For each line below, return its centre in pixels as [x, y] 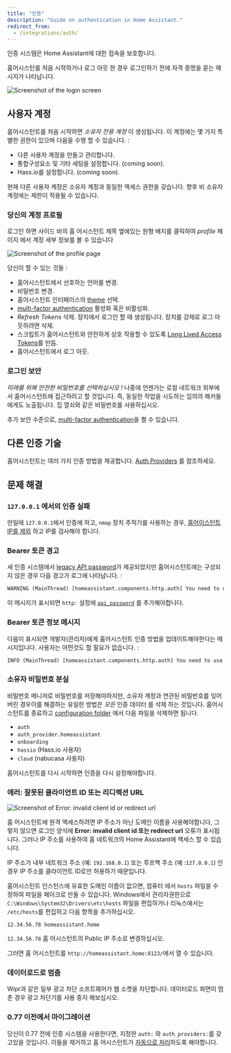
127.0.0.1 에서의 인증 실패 [49, 506]
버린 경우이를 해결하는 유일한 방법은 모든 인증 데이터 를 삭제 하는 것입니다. [106, 704]
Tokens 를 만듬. [37, 343]
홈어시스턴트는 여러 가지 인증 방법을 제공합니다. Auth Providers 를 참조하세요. [111, 461]
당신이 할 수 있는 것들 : [37, 268]
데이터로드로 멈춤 [34, 973]
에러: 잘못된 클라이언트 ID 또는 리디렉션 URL [76, 792]
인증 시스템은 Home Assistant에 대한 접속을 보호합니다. [82, 53]
